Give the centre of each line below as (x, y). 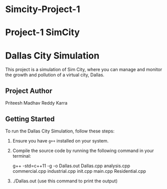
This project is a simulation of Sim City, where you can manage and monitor (84, 70)
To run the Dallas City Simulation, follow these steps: (60, 131)
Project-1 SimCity (42, 33)
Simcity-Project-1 (43, 9)
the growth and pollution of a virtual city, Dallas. (55, 75)
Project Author (29, 91)
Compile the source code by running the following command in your (83, 151)
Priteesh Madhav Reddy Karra (36, 103)
